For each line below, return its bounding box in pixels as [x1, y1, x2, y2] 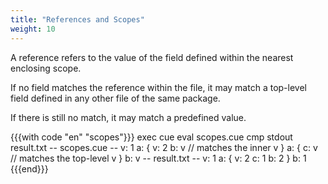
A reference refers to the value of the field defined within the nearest [10, 51, 294, 63]
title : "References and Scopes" [10, 14, 145, 25]
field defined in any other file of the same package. [10, 92, 221, 104]
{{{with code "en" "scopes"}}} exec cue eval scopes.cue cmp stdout [10, 131, 293, 143]
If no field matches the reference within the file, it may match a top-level [10, 81, 307, 93]
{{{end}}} [10, 162, 49, 175]
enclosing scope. [10, 62, 82, 74]
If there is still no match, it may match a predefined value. [10, 111, 247, 123]
